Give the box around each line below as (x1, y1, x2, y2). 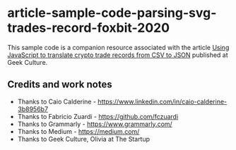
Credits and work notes (7, 79, 112, 91)
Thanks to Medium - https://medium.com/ (17, 127, 140, 135)
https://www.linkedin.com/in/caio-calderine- (98, 97, 228, 106)
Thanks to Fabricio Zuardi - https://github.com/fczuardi (17, 112, 179, 120)
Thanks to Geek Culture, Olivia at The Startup (17, 135, 151, 143)
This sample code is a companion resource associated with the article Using (7, 43, 230, 51)
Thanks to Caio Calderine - (17, 97, 97, 106)
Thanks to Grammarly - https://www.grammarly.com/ (17, 120, 173, 128)
